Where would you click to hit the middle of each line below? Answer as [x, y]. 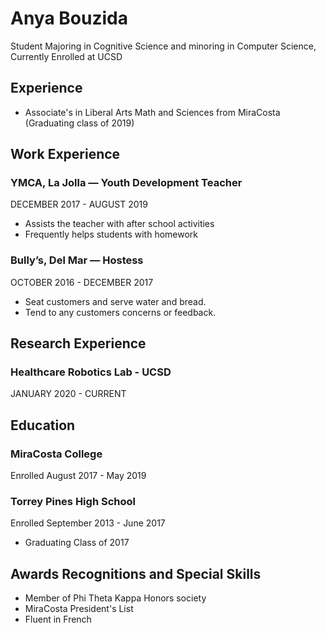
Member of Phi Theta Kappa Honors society [115, 598]
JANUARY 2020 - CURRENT [68, 394]
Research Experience [78, 343]
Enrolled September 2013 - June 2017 [88, 523]
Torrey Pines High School [73, 502]
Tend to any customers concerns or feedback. [120, 312]
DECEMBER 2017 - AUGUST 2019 [79, 204]
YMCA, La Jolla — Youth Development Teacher [126, 183]
